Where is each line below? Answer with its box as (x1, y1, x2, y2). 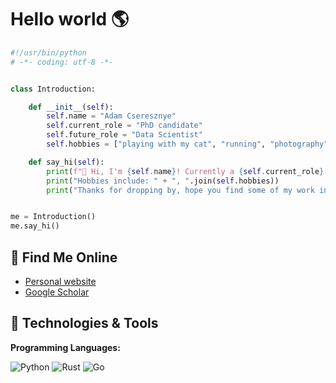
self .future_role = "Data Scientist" (46, 130, 203, 140)
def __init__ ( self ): (28, 102, 114, 112)
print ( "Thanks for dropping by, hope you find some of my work (46, 185, 315, 195)
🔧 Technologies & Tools (10, 315, 159, 332)
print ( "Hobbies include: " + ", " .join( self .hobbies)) (46, 176, 280, 186)
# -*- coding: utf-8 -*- (10, 57, 114, 67)
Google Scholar (24, 286, 90, 298)
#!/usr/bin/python (10, 47, 87, 58)
